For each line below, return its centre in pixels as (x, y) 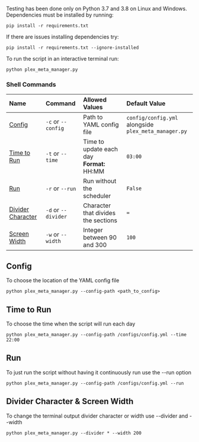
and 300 (95, 245)
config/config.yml (153, 118)
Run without (99, 181)
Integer (93, 230)
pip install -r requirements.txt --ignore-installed (73, 48)
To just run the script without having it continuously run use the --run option (99, 372)
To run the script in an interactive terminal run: (63, 59)
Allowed (94, 100)
